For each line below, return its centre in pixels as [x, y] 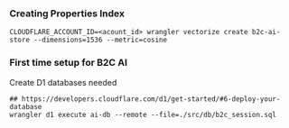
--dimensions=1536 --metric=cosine [100, 40]
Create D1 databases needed [63, 82]
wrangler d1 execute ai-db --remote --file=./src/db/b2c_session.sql [143, 114]
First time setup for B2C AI [69, 63]
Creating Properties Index [67, 14]
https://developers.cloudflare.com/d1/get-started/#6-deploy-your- [151, 99]
